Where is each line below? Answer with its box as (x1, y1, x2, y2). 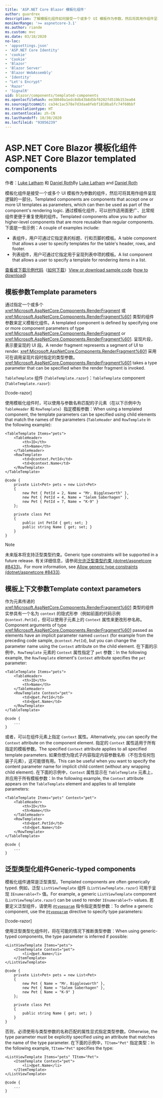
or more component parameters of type (5, 325, 84, 331)
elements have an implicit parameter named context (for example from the (5, 632, 154, 639)
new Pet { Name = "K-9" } (22, 989, 75, 995)
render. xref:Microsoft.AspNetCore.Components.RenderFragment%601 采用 (5, 348, 157, 355)
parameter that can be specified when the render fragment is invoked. (5, 365, 146, 371)
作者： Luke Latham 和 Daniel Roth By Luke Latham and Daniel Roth (5, 180, 138, 186)
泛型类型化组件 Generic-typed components (5, 865, 136, 873)
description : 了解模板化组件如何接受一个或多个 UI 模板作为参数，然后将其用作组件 (5, 16, 154, 21)
